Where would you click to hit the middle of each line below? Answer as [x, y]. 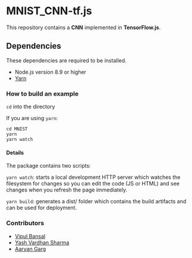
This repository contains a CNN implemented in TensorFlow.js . [84, 27]
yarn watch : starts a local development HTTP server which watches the [93, 177]
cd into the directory [31, 107]
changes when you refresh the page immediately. [67, 190]
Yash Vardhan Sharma [42, 243]
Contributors [25, 223]
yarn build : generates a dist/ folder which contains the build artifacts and [96, 202]
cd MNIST [17, 129]
